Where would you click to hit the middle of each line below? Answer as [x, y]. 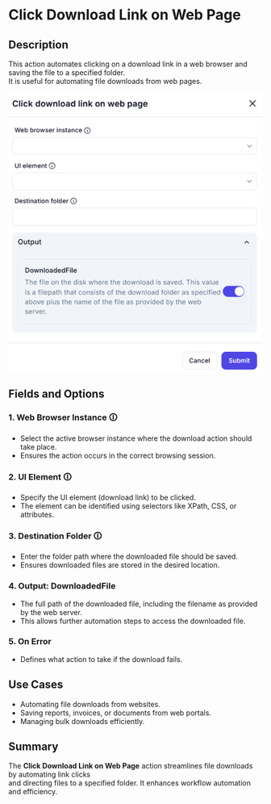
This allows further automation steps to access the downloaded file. [133, 621]
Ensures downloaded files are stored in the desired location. [120, 565]
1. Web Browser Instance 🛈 [63, 417]
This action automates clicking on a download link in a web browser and [128, 64]
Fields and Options [56, 394]
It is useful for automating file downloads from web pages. [105, 81]
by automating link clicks [50, 775]
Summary [33, 747]
